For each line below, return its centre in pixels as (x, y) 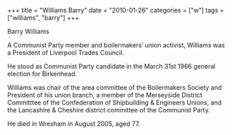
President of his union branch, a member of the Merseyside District (105, 95)
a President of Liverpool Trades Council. (66, 53)
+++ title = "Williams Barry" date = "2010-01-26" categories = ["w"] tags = (116, 10)
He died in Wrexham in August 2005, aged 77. (74, 124)
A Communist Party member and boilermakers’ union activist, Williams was (116, 45)
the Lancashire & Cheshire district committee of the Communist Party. (109, 110)
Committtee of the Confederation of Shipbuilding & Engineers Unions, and (115, 102)
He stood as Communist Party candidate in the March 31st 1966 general (111, 66)
